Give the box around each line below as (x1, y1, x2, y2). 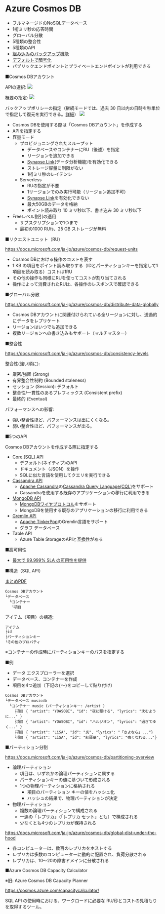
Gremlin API (12, 513, 37, 518)
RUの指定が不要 (27, 182, 59, 188)
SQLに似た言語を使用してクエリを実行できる (19, 472, 111, 478)
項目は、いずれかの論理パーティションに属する (19, 770, 115, 776)
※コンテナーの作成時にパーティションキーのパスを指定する (5, 649, 125, 655)
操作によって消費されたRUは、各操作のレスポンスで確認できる (12, 281, 139, 287)
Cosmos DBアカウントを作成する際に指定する (5, 444, 99, 450)
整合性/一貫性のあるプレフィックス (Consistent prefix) (12, 390, 123, 396)
